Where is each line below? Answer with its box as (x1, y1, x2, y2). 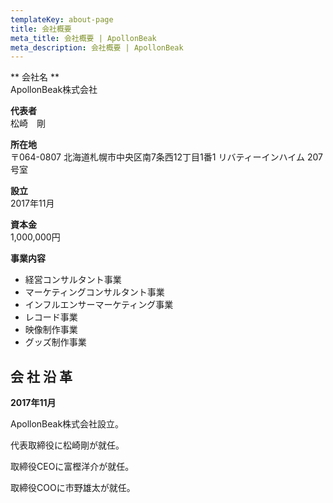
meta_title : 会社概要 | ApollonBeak (10, 33, 157, 43)
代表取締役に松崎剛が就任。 (10, 439, 125, 451)
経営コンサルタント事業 (24, 274, 122, 286)
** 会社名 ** (10, 71, 60, 83)
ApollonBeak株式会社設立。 (10, 418, 125, 430)
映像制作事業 (24, 324, 78, 336)
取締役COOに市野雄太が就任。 (10, 482, 136, 494)
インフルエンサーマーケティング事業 (24, 299, 174, 311)
